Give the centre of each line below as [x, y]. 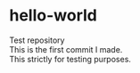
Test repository [37, 40]
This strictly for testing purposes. [70, 59]
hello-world [54, 16]
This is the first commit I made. [66, 49]
